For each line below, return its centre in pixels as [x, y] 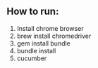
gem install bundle [44, 43]
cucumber [32, 58]
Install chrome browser [50, 28]
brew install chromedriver [54, 36]
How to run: [33, 12]
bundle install [36, 50]
